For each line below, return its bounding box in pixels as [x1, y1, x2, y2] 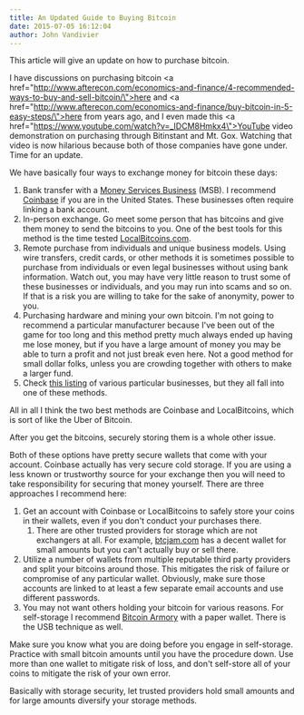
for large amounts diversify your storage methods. [9, 695, 198, 706]
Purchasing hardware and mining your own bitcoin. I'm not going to [22, 310, 274, 321]
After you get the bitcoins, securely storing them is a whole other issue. [9, 432, 277, 443]
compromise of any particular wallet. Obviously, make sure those [22, 573, 266, 584]
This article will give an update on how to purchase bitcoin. [9, 55, 230, 66]
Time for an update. [9, 150, 83, 161]
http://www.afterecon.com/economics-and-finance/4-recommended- [33, 83, 295, 93]
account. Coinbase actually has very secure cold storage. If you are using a [9, 459, 292, 470]
